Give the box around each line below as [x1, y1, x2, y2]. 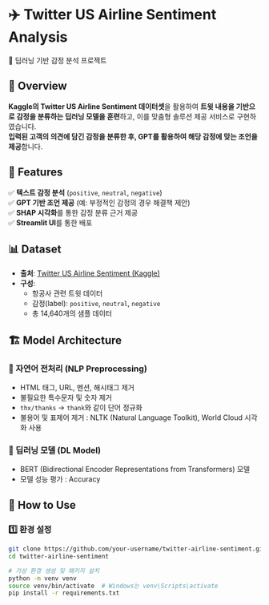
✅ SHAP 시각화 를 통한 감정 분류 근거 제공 [8, 208, 139, 217]
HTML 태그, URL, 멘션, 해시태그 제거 [19, 383, 134, 393]
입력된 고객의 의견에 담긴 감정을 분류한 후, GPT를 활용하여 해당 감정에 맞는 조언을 [8, 131, 258, 141]
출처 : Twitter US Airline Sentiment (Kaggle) [19, 268, 160, 278]
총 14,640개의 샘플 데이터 [31, 309, 112, 318]
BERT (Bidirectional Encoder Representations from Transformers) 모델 [19, 465, 251, 474]
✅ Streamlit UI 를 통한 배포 [8, 217, 93, 228]
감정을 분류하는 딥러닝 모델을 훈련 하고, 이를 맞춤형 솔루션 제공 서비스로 [16, 111, 235, 121]
